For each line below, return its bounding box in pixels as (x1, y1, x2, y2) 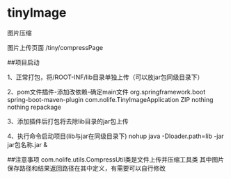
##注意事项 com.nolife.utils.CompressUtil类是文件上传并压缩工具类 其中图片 (7, 155, 225, 164)
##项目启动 (7, 58, 40, 67)
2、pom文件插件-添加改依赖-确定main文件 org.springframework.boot (7, 87, 206, 96)
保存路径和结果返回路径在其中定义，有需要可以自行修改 (7, 164, 166, 172)
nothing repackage (7, 103, 61, 111)
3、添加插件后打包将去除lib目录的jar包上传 (7, 117, 129, 126)
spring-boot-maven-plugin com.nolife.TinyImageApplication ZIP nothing (7, 95, 214, 103)
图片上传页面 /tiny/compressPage (7, 43, 103, 51)
